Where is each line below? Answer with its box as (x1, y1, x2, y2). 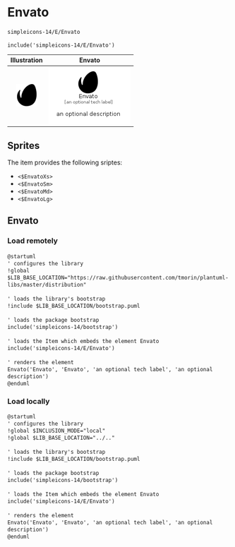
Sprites (7, 139, 40, 152)
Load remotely (7, 236, 59, 246)
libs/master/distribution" (7, 281, 87, 288)
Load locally (7, 396, 50, 406)
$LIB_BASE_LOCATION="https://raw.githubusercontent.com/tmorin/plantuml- (7, 274, 229, 281)
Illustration (10, 56, 44, 64)
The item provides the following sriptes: (7, 158, 123, 167)
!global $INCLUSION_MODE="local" (7, 427, 106, 434)
